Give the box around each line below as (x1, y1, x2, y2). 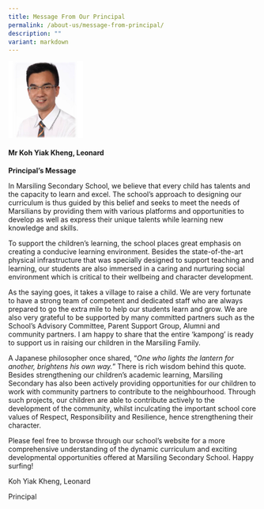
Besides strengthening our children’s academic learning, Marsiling (8, 370, 224, 379)
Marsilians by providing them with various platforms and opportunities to (8, 207, 245, 215)
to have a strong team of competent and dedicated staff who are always (8, 296, 243, 305)
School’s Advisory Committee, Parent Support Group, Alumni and (8, 321, 221, 330)
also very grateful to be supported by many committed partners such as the (8, 313, 255, 322)
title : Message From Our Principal (8, 13, 126, 21)
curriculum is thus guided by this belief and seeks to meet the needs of (8, 198, 240, 207)
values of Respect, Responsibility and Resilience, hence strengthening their (8, 412, 254, 421)
